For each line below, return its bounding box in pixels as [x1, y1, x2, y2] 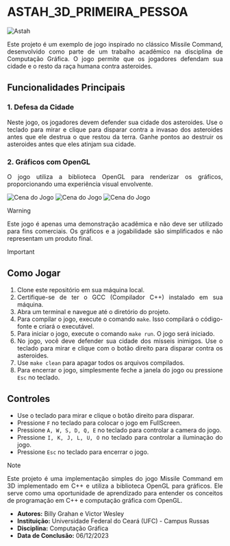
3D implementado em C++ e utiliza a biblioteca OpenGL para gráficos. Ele [7, 482, 223, 490]
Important [7, 248, 35, 256]
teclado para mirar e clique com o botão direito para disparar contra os [16, 344, 223, 352]
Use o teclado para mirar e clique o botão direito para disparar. [16, 411, 194, 419]
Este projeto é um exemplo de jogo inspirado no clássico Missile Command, [7, 40, 223, 48]
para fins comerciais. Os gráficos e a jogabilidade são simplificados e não [7, 227, 223, 235]
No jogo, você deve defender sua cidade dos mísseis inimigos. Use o [16, 337, 223, 345]
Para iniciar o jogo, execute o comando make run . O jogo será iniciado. [16, 329, 215, 337]
